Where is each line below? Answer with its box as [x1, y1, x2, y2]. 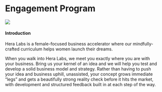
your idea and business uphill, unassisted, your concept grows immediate [5, 71, 153, 77]
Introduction [5, 30, 31, 36]
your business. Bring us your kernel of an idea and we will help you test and [5, 61, 157, 67]
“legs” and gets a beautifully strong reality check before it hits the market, [5, 76, 154, 82]
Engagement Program [5, 3, 96, 14]
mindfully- [132, 41, 154, 47]
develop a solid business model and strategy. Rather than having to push [5, 66, 151, 72]
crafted [5, 46, 20, 52]
